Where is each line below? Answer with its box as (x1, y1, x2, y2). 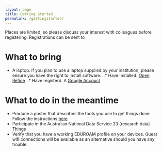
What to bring (5, 51, 62, 62)
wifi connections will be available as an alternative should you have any (12, 136, 155, 142)
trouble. (12, 141, 28, 148)
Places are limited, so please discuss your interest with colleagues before (5, 30, 152, 35)
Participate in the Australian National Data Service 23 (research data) (12, 121, 150, 127)
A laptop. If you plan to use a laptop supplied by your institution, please (12, 67, 154, 73)
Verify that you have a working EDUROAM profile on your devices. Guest (12, 131, 158, 137)
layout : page (5, 7, 32, 12)
